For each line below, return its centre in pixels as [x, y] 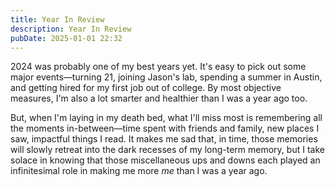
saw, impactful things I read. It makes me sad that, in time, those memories [164, 139]
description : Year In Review [71, 29]
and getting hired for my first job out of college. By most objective [146, 88]
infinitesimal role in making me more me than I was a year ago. [139, 171]
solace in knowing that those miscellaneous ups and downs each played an [165, 160]
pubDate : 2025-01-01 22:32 [66, 38]
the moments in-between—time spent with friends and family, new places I [165, 128]
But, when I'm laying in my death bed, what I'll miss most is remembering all [166, 118]
